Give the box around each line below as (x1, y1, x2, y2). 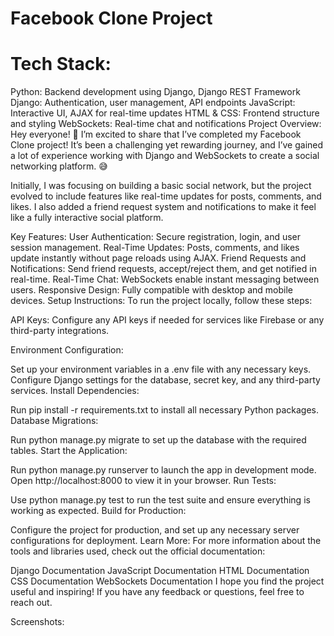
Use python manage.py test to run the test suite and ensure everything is (10, 494, 311, 506)
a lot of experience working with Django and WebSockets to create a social (10, 150, 320, 162)
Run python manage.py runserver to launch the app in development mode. (10, 464, 317, 476)
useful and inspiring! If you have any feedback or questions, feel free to (10, 586, 305, 598)
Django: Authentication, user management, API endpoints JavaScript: (10, 97, 296, 109)
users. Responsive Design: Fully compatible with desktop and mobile (10, 284, 294, 296)
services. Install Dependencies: (10, 385, 140, 397)
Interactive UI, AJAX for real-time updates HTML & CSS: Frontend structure (10, 107, 320, 119)
